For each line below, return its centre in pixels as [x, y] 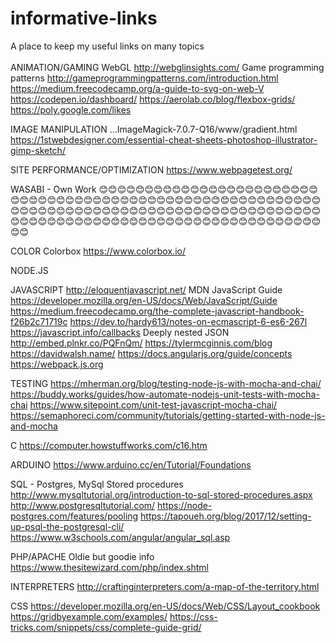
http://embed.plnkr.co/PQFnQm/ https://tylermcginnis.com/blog [141, 343]
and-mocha [34, 426]
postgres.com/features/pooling [74, 516]
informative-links [84, 18]
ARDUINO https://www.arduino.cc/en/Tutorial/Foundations [131, 464]
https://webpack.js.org [57, 364]
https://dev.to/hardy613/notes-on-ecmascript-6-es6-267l [188, 321]
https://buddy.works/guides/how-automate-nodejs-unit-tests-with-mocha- [165, 394]
